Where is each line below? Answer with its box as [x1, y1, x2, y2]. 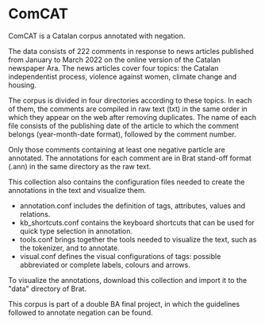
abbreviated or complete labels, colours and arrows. [19, 260, 190, 269]
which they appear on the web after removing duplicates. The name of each [8, 112, 256, 122]
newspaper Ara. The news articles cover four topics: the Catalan [8, 63, 219, 72]
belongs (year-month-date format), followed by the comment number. [8, 129, 236, 139]
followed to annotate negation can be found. [8, 308, 153, 317]
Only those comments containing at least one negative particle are [8, 145, 225, 154]
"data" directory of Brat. [8, 284, 87, 293]
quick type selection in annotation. [19, 226, 133, 235]
